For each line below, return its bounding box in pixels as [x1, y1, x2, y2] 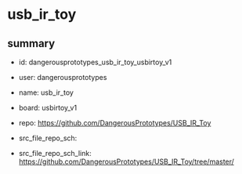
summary [7, 37, 56, 50]
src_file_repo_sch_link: [18, 149, 92, 158]
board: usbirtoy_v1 [18, 103, 78, 112]
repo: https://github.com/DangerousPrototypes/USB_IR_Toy [18, 118, 211, 127]
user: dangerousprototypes [18, 73, 107, 82]
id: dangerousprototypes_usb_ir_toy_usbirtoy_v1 [18, 57, 172, 67]
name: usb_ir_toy [18, 88, 74, 97]
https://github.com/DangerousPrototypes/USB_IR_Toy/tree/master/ [18, 157, 234, 166]
